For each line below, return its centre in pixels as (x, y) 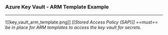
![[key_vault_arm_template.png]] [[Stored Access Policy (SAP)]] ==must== (82, 22)
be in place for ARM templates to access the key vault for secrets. (73, 28)
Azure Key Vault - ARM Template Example (57, 7)
